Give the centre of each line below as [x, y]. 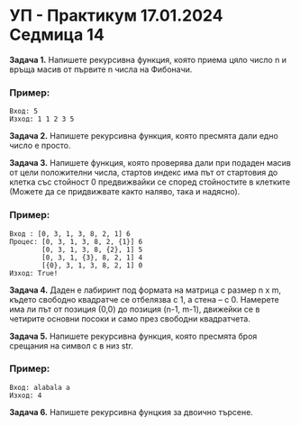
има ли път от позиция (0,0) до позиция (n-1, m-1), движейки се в [135, 309]
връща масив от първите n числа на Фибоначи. [101, 69]
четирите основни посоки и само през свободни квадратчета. [130, 318]
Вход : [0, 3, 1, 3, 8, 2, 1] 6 [70, 234]
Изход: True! [34, 273]
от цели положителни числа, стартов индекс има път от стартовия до [144, 173]
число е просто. [40, 146]
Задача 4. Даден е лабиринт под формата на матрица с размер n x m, [145, 290]
